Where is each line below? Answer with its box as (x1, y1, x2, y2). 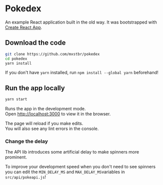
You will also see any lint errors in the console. (5, 126, 99, 132)
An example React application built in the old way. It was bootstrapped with (5, 19, 157, 25)
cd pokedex (5, 56, 27, 61)
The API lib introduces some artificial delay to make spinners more (5, 149, 139, 155)
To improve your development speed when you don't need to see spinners (5, 164, 156, 170)
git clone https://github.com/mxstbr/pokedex (5, 52, 100, 56)
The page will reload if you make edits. (5, 121, 83, 127)
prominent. (5, 154, 27, 160)
